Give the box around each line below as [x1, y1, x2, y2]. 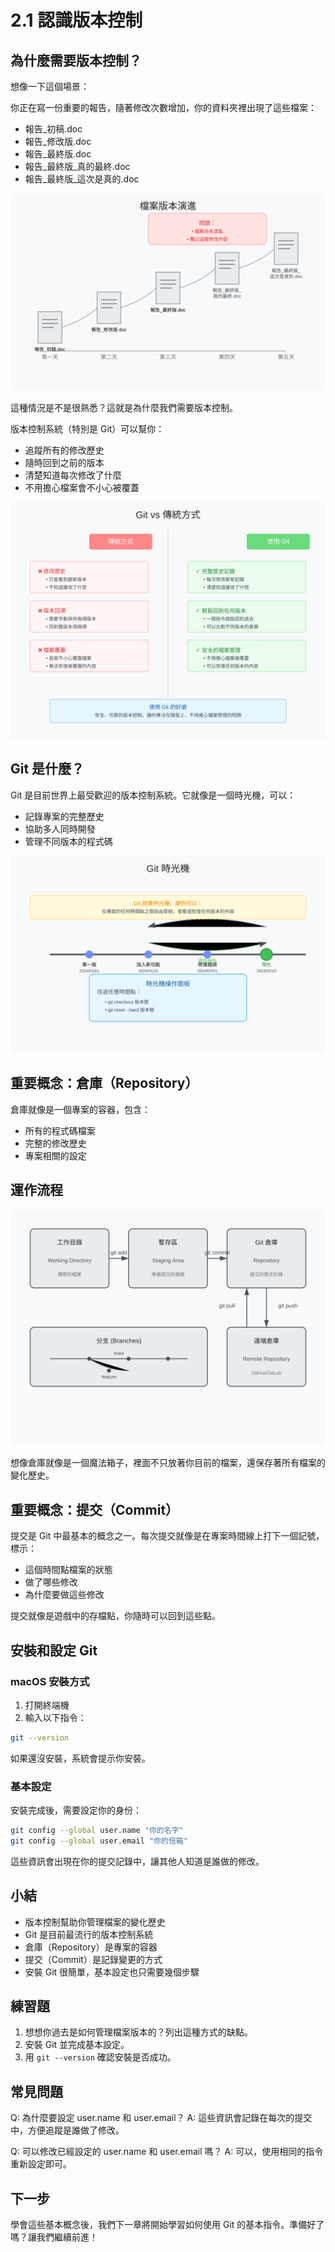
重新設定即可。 [10, 2158, 72, 2170]
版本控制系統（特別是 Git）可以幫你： [10, 423, 165, 435]
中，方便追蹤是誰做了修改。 [10, 2124, 125, 2136]
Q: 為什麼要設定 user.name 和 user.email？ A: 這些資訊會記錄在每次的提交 [10, 2112, 313, 2124]
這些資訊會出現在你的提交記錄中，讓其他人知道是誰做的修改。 [10, 1855, 265, 1867]
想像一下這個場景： [10, 81, 90, 92]
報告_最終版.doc [24, 148, 92, 160]
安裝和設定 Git [10, 1642, 98, 1659]
